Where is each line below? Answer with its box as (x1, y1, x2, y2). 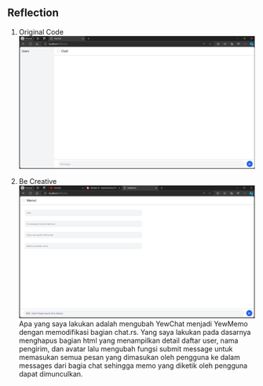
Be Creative (18, 176, 57, 186)
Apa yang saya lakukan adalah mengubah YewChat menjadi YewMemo (18, 319, 248, 329)
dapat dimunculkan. (18, 369, 83, 379)
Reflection (7, 6, 60, 20)
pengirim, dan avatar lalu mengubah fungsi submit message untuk (18, 344, 233, 354)
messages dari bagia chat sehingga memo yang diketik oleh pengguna (18, 361, 248, 370)
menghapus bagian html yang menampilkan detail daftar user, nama (18, 336, 239, 345)
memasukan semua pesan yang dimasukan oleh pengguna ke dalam (18, 353, 240, 362)
